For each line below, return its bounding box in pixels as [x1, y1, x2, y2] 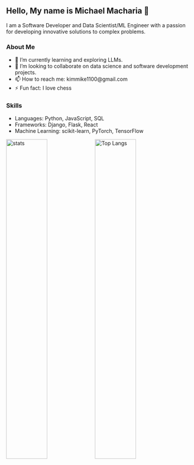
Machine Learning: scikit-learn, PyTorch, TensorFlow [14, 128, 144, 135]
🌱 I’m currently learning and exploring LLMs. [14, 56, 123, 63]
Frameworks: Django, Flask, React [14, 121, 98, 128]
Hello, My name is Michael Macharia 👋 [6, 6, 150, 16]
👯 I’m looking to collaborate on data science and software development [14, 63, 188, 70]
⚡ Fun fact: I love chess [14, 84, 72, 92]
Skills [6, 101, 22, 110]
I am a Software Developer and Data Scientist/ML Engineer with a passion [6, 21, 186, 28]
